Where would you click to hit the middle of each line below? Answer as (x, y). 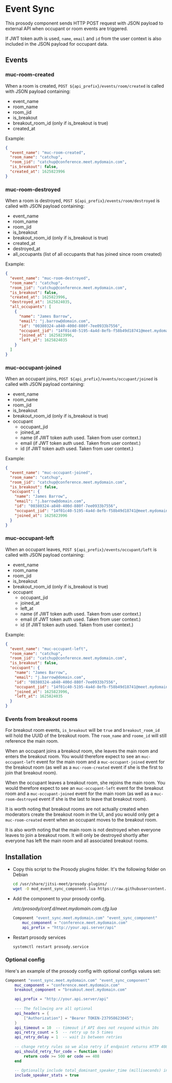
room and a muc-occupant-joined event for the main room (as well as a (79, 794)
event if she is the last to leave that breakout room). (93, 799)
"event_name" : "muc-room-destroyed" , (50, 278)
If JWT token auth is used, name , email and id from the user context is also (83, 38)
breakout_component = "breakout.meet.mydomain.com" (71, 990)
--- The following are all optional (54, 1009)
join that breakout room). (31, 773)
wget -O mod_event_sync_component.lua (54, 889)
